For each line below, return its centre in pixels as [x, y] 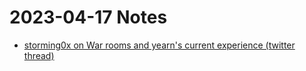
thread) [39, 55]
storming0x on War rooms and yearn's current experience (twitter [159, 45]
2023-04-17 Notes [88, 17]
